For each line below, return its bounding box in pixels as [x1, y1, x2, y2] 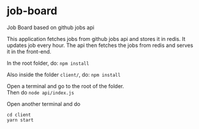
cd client [7, 112, 32, 118]
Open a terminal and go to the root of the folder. [7, 82, 125, 90]
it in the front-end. [7, 48, 52, 55]
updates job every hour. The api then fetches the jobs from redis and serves [7, 42, 194, 49]
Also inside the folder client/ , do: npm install [7, 71, 121, 78]
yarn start [7, 117, 34, 123]
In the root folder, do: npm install [7, 59, 89, 67]
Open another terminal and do [7, 100, 81, 108]
